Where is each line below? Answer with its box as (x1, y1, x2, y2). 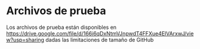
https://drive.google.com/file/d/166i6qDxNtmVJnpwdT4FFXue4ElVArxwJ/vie (6, 30, 194, 37)
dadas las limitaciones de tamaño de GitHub (45, 36, 154, 43)
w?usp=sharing (6, 36, 45, 43)
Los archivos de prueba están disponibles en (6, 24, 117, 31)
